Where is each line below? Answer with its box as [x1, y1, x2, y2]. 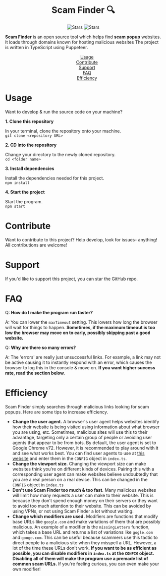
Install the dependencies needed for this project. [5, 175, 105, 181]
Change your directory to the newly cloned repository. [5, 151, 116, 157]
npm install [5, 180, 30, 185]
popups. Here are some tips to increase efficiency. [5, 409, 108, 415]
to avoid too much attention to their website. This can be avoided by [12, 503, 151, 509]
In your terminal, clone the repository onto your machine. [5, 128, 121, 134]
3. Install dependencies [5, 165, 55, 172]
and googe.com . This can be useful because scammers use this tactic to [12, 534, 158, 540]
